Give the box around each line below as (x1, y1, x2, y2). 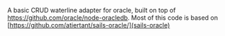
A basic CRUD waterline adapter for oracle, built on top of (7, 6, 176, 14)
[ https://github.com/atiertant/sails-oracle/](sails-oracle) (7, 21, 170, 29)
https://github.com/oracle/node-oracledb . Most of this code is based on (7, 13, 219, 22)
